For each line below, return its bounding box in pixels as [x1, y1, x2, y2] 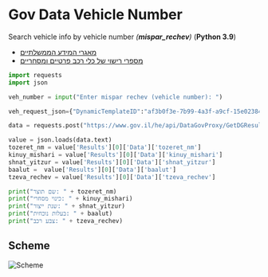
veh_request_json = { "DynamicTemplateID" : [8, 107, 145, 115]
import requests [8, 71, 62, 79]
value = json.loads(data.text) [8, 136, 112, 144]
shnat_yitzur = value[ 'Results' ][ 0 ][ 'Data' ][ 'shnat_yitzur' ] [8, 158, 216, 166]
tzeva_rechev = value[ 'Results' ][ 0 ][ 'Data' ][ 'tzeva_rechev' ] [8, 173, 216, 181]
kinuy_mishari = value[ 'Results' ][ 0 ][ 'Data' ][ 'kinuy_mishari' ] [8, 151, 223, 159]
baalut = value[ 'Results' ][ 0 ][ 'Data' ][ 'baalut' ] [8, 166, 177, 174]
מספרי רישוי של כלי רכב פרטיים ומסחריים [19, 56, 144, 65]
